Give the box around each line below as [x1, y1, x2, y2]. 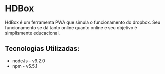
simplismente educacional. [5, 30, 60, 36]
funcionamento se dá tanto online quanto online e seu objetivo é [5, 24, 137, 30]
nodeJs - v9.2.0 [12, 58, 46, 64]
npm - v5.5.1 [12, 63, 38, 69]
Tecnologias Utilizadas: [5, 44, 80, 53]
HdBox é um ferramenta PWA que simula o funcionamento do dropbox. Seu [5, 19, 161, 25]
